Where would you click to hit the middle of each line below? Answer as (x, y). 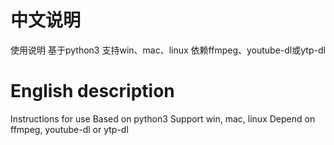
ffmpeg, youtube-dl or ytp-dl (69, 129)
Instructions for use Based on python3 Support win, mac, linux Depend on (163, 118)
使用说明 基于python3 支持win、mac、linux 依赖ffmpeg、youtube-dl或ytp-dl (168, 50)
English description (92, 91)
